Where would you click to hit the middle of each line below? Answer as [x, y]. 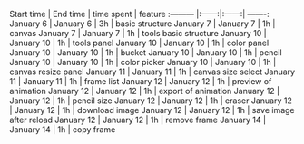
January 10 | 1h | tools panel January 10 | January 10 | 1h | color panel [139, 43]
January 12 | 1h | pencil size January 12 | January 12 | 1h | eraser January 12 [151, 101]
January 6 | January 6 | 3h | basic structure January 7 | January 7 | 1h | [142, 24]
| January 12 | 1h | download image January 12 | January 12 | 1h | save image [152, 110]
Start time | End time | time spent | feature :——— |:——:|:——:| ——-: [139, 14]
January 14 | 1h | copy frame [63, 130]
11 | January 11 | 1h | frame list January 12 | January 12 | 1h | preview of [141, 81]
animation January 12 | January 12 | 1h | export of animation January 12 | [144, 91]
